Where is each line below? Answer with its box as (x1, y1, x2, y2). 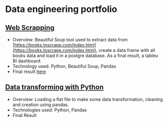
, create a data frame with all (96, 47, 155, 53)
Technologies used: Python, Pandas (12, 106, 87, 113)
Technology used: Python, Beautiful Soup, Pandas (12, 63, 116, 69)
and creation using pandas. (12, 101, 69, 107)
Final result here (12, 68, 46, 74)
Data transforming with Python (5, 83, 104, 91)
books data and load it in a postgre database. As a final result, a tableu (12, 52, 158, 58)
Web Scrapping (5, 23, 55, 32)
